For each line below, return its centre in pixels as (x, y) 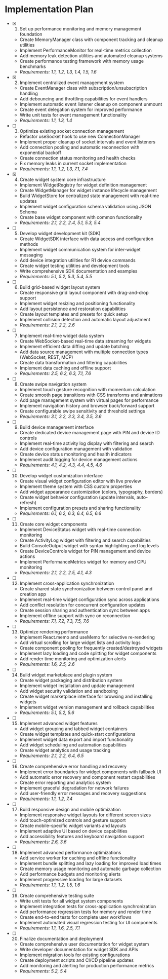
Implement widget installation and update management (77, 686)
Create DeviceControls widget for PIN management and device (85, 551)
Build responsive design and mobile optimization (70, 809)
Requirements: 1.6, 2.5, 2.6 (47, 664)
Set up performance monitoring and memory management (80, 28)
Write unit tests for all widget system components (71, 901)
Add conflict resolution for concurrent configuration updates (82, 605)
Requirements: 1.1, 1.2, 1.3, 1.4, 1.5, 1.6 (58, 71)
